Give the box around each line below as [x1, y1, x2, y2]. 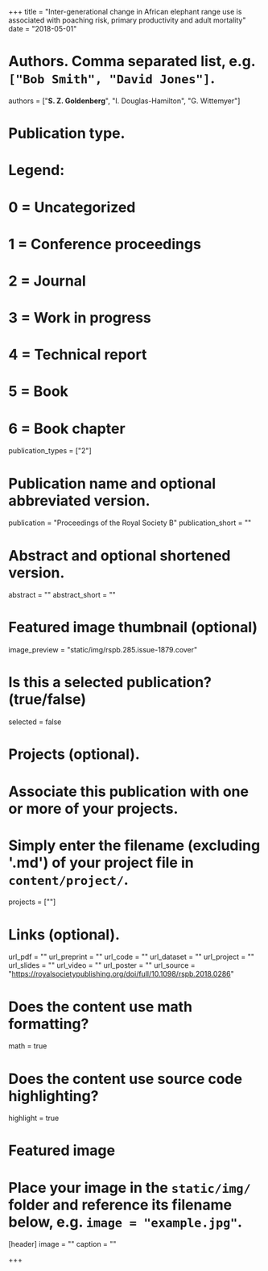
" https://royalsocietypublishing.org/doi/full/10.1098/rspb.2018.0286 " [8, 969, 235, 979]
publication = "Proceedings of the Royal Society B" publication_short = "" [8, 518, 252, 527]
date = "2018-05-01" [8, 24, 77, 33]
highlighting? [8, 1086, 99, 1105]
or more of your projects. [8, 799, 179, 818]
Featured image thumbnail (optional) [8, 619, 258, 636]
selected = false [8, 717, 62, 727]
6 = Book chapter [8, 419, 126, 438]
